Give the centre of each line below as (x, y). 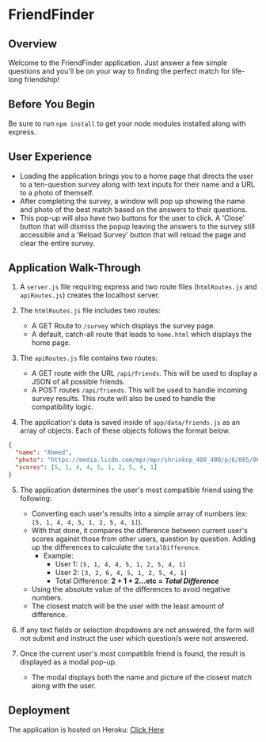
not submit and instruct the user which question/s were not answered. (134, 638)
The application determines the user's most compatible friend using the (137, 490)
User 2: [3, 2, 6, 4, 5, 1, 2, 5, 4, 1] (121, 572)
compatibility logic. (62, 407)
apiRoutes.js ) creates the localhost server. (89, 295)
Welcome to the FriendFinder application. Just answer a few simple (118, 62)
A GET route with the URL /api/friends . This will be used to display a (144, 373)
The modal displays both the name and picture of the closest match (141, 677)
